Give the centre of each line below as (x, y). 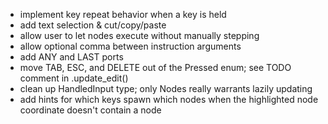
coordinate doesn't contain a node (90, 110)
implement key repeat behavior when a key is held (123, 14)
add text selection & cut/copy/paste (93, 25)
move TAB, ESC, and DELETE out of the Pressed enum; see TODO (155, 67)
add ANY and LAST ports (71, 57)
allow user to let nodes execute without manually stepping (139, 35)
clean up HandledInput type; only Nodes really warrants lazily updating (166, 88)
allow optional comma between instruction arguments (130, 46)
